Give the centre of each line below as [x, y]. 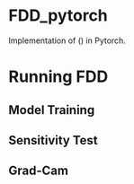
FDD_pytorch [58, 16]
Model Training [52, 110]
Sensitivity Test [53, 140]
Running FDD [58, 77]
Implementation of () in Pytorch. [67, 40]
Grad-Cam [39, 171]
